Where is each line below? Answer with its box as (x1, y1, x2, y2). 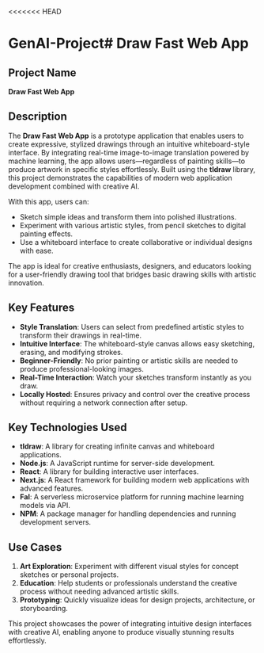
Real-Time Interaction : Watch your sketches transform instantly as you (19, 372, 251, 382)
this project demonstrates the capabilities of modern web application (8, 173, 232, 182)
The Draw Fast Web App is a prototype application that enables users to (8, 131, 244, 140)
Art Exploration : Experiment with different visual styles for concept (19, 562, 239, 571)
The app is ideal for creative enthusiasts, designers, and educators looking (8, 261, 251, 270)
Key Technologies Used (8, 421, 127, 434)
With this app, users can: (8, 197, 89, 206)
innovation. (8, 277, 45, 288)
